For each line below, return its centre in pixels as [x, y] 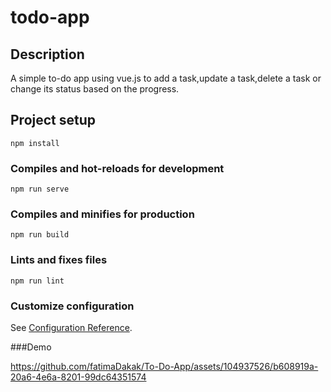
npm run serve [40, 189]
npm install [35, 143]
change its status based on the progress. [95, 89]
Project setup [53, 120]
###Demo [31, 347]
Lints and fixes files [59, 260]
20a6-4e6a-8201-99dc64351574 [78, 377]
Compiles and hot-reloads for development [117, 168]
